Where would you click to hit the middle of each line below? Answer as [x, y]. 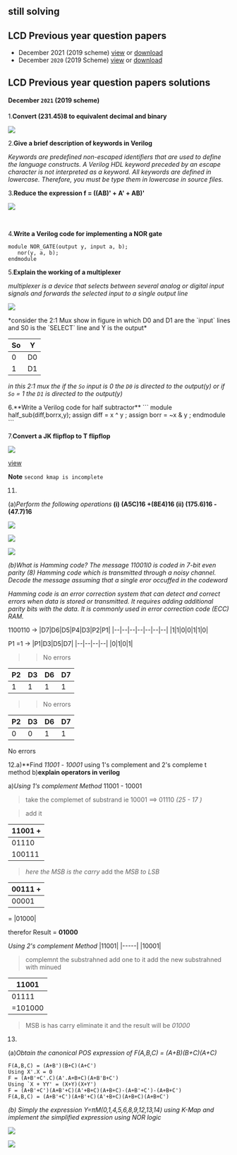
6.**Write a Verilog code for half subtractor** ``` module [90, 407]
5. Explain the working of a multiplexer [65, 272]
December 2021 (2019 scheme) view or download [90, 53]
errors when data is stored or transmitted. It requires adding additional [111, 601]
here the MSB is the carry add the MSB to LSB [92, 872]
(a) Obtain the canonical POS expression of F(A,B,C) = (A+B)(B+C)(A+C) [113, 1053]
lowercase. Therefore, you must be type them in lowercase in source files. [116, 179]
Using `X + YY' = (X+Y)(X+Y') [53, 1084]
